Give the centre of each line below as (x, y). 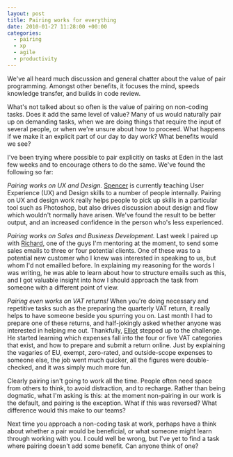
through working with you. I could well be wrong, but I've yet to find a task (113, 438)
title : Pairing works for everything (62, 20)
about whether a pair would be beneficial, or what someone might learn (110, 431)
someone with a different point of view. (63, 287)
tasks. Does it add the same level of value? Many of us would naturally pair (114, 114)
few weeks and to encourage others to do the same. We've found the (106, 165)
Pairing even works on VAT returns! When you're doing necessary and (108, 301)
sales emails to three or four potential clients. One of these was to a (104, 250)
